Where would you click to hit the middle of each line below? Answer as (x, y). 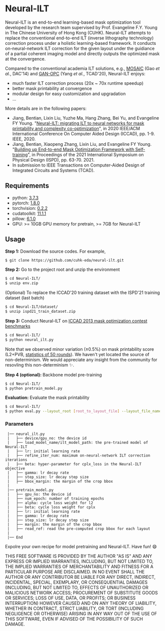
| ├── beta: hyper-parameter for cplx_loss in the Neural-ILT (74, 464)
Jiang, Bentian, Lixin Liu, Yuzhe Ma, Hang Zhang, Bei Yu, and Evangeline (86, 118)
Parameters (19, 424)
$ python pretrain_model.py (34, 388)
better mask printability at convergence (52, 88)
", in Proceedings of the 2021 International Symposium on (86, 154)
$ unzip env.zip (22, 283)
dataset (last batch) (25, 298)
